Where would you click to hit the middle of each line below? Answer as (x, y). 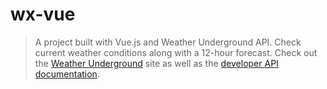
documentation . (67, 74)
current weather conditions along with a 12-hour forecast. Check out (176, 52)
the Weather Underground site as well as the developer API (156, 63)
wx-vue (43, 14)
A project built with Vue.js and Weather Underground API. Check (168, 42)
